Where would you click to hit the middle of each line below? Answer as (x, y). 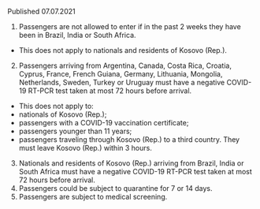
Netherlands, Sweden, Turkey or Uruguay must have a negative (122, 82)
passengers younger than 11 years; (75, 131)
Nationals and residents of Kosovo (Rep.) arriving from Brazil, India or (131, 163)
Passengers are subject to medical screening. (93, 197)
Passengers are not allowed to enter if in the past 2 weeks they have (130, 26)
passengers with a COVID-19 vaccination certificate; (104, 123)
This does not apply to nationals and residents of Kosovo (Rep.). (123, 50)
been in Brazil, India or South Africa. (77, 35)
